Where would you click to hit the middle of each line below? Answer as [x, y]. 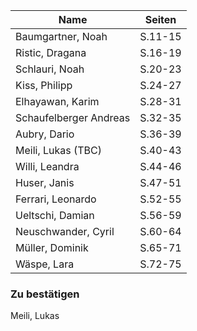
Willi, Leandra [47, 166]
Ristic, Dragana [51, 52]
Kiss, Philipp [44, 85]
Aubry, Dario [45, 134]
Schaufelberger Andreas [73, 117]
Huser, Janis [45, 182]
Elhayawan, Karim [57, 101]
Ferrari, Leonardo [56, 199]
